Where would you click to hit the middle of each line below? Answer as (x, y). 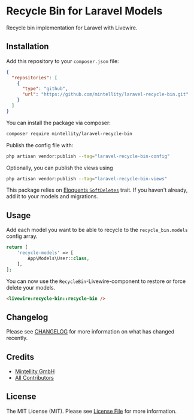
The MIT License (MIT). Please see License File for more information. (91, 411)
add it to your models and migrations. (52, 196)
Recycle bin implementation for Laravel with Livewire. (72, 28)
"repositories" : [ (35, 78)
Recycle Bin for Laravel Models (84, 11)
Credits (20, 357)
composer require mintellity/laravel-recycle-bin (69, 133)
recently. (17, 338)
